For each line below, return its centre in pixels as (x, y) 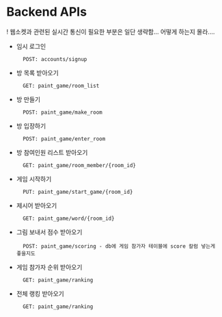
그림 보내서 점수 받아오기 (49, 232)
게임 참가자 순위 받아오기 (49, 267)
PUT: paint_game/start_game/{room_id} (78, 192)
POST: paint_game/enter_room (64, 139)
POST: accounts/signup (55, 59)
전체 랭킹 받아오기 (40, 293)
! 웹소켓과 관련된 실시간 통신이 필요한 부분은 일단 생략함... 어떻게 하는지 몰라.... (111, 31)
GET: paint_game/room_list (61, 86)
